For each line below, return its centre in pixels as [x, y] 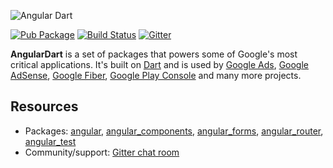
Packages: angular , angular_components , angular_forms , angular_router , [174, 131]
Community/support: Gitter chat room [102, 152]
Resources [44, 106]
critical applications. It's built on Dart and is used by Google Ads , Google [159, 64]
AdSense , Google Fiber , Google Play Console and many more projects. [156, 75]
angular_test [50, 141]
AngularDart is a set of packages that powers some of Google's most [154, 54]
